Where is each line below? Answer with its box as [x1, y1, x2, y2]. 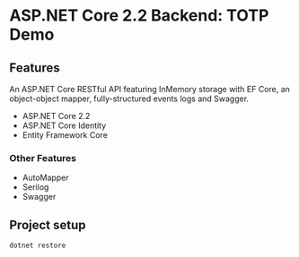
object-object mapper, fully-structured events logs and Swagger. [9, 93, 250, 104]
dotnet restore [9, 241, 66, 251]
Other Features [9, 151, 76, 164]
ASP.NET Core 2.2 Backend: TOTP [9, 5, 269, 26]
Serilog [22, 182, 49, 193]
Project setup [9, 217, 87, 233]
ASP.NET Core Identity [22, 120, 107, 131]
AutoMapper [22, 172, 69, 184]
